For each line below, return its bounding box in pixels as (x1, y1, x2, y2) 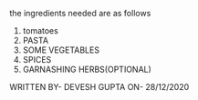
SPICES (22, 55, 52, 65)
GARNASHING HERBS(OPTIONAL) (22, 64, 152, 75)
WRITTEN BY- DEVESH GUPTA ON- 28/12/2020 (9, 82, 190, 92)
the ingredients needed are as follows (9, 8, 151, 18)
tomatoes (22, 25, 59, 35)
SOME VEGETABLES (22, 45, 100, 55)
